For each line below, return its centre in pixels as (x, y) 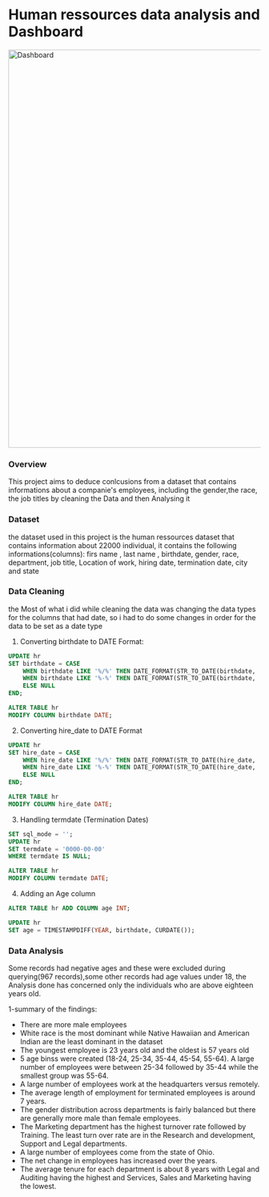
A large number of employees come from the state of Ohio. (117, 1152)
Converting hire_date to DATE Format (81, 731)
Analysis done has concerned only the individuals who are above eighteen (131, 985)
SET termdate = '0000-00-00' (57, 849)
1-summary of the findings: (53, 1009)
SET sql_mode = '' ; (41, 834)
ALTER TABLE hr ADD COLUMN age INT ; (69, 909)
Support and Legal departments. (74, 1143)
